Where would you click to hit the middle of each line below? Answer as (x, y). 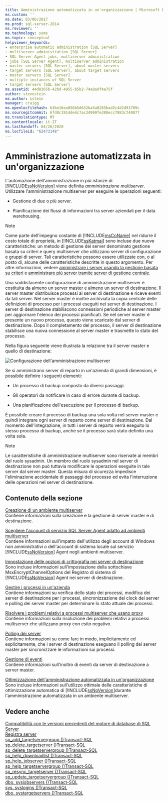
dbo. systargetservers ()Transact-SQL (44, 793)
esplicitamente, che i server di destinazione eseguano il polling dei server (81, 644)
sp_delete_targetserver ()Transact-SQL (45, 745)
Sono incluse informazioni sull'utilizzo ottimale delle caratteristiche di (76, 685)
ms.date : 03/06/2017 (27, 19)
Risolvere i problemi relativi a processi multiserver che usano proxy (74, 613)
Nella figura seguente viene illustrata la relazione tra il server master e (77, 346)
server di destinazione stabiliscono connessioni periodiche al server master (83, 309)
